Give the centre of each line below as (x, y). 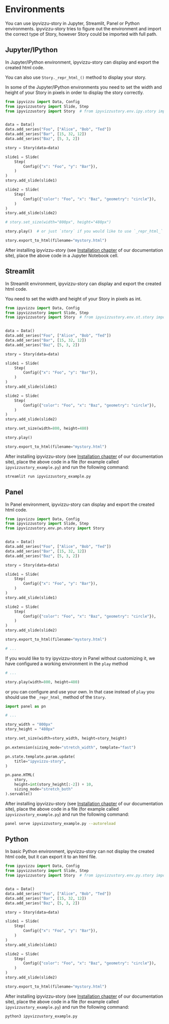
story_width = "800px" (29, 725)
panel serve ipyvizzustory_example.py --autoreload (60, 823)
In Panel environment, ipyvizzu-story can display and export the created (80, 504)
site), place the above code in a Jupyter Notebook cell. (62, 255)
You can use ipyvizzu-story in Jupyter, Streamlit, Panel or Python (72, 23)
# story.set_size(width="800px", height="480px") (58, 222)
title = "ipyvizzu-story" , (40, 761)
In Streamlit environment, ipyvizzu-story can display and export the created (83, 284)
